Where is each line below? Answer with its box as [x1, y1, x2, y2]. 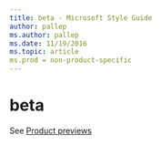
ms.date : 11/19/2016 [9, 38, 88, 48]
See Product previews [9, 125, 93, 136]
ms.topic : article [9, 47, 79, 57]
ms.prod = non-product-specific [9, 56, 132, 65]
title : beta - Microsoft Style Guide [9, 13, 153, 23]
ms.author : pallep [9, 30, 79, 39]
